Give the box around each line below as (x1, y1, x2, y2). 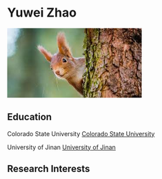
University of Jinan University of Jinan (7, 143, 116, 151)
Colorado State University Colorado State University (7, 129, 155, 138)
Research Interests (7, 163, 90, 175)
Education (7, 111, 52, 123)
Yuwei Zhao (7, 5, 77, 21)
